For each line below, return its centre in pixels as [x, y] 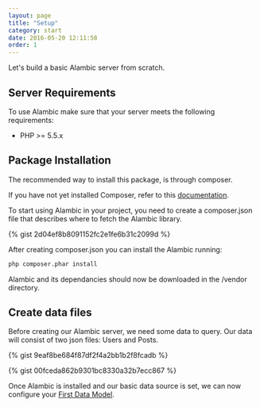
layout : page [30, 15]
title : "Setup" [33, 23]
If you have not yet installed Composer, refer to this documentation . [118, 194]
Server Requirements [62, 92]
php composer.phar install [53, 264]
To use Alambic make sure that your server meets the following [112, 111]
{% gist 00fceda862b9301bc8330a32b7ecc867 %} [93, 371]
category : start [35, 30]
